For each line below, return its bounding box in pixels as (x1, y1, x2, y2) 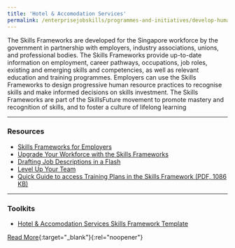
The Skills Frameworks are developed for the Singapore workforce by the (7, 36, 218, 44)
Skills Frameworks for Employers (17, 143, 112, 151)
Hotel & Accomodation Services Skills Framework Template (17, 219, 189, 228)
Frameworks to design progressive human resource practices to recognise (7, 80, 222, 89)
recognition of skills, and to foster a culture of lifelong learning (7, 103, 187, 111)
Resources (7, 126, 45, 136)
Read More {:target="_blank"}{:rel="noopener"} (7, 233, 143, 242)
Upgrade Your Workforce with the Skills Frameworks (17, 149, 169, 158)
